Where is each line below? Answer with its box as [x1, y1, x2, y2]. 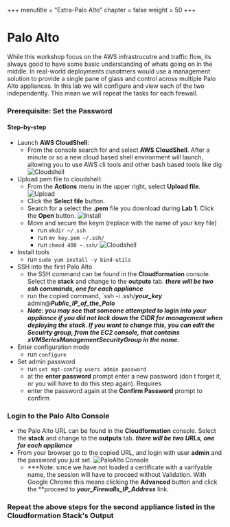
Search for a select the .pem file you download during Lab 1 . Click [27, 204, 214, 212]
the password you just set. [16, 456, 93, 464]
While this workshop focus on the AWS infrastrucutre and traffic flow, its [7, 52, 211, 60]
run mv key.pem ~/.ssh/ [37, 234, 105, 242]
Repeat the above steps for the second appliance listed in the [7, 502, 216, 512]
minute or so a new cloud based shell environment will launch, [27, 153, 204, 161]
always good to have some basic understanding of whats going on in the [7, 60, 213, 68]
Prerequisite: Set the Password [7, 106, 113, 115]
